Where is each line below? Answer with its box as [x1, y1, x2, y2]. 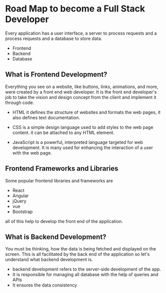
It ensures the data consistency [12, 282, 77, 288]
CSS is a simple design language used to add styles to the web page [12, 124, 154, 130]
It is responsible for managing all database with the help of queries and [12, 271, 159, 277]
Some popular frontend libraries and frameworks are [5, 177, 113, 183]
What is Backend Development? [5, 232, 107, 241]
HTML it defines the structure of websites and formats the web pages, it [12, 109, 161, 115]
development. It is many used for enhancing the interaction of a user [12, 144, 153, 150]
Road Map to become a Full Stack [5, 3, 146, 14]
